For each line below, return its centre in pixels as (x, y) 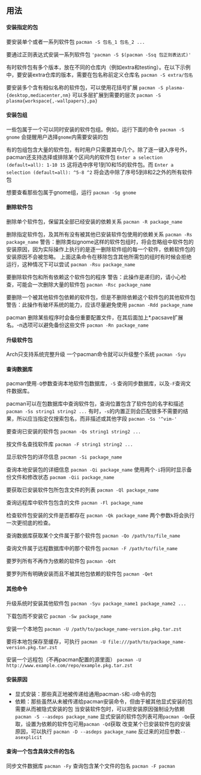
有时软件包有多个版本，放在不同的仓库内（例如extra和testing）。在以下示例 (98, 67)
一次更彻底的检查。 (30, 523)
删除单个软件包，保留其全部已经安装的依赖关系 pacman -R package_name (94, 221)
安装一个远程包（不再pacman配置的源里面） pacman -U (74, 659)
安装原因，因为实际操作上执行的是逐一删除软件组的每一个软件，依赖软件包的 (101, 249)
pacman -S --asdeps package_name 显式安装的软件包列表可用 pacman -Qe (102, 716)
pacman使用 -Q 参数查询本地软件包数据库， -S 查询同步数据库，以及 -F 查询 (96, 384)
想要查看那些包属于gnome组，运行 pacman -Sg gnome (71, 192)
